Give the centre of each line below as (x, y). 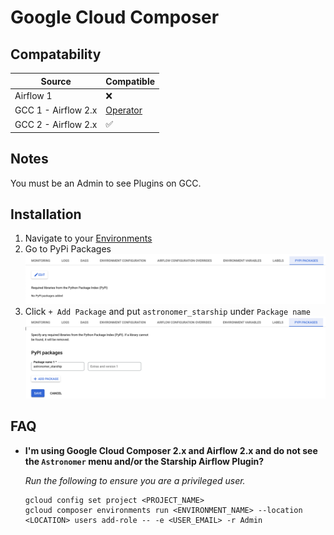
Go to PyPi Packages (68, 249)
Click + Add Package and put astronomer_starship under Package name (167, 311)
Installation (46, 214)
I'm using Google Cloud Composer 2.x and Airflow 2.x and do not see (171, 450)
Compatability (56, 54)
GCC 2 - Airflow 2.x (56, 124)
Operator (124, 110)
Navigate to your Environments (88, 238)
